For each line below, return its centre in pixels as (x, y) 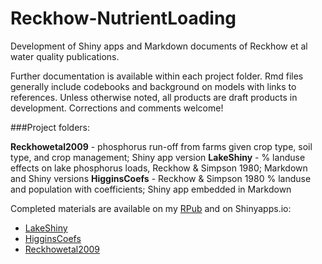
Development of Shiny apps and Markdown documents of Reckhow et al (159, 46)
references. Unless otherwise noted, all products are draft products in (154, 97)
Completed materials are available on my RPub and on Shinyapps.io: (151, 208)
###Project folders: (50, 127)
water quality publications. (65, 56)
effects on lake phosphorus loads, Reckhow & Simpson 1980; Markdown (159, 168)
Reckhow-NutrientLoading (123, 18)
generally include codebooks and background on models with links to (153, 86)
